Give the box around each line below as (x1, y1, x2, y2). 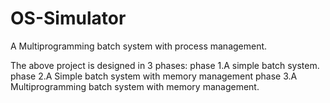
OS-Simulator (10, 7, 127, 30)
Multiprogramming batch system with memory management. (10, 80, 260, 92)
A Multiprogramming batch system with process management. (10, 40, 268, 52)
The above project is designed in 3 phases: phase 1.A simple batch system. (10, 59, 320, 71)
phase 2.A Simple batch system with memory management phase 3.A (10, 70, 298, 82)
